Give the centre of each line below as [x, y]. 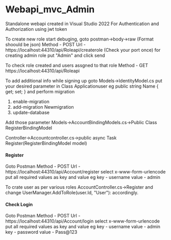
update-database [31, 112]
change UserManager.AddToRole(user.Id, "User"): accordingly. [72, 193]
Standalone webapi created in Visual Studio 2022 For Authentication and [82, 24]
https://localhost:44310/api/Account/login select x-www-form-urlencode [83, 221]
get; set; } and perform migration [40, 91]
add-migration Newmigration [43, 107]
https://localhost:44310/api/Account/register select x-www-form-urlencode [85, 172]
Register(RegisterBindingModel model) [46, 143]
